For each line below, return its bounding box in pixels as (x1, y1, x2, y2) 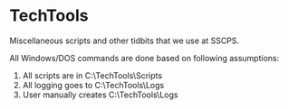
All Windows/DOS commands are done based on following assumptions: (9, 52, 280, 63)
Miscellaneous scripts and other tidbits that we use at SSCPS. (9, 35, 240, 46)
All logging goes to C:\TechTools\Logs (22, 79, 165, 90)
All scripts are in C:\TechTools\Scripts (22, 69, 163, 81)
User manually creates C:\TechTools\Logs (22, 89, 178, 100)
